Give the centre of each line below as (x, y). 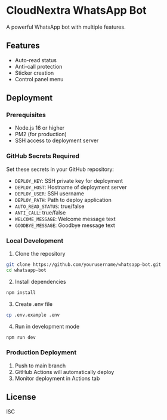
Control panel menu (39, 79)
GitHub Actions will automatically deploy (64, 372)
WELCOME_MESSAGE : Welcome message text (65, 219)
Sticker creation (34, 73)
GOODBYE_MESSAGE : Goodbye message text (65, 225)
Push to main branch (40, 366)
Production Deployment (41, 352)
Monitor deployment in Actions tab (57, 378)
